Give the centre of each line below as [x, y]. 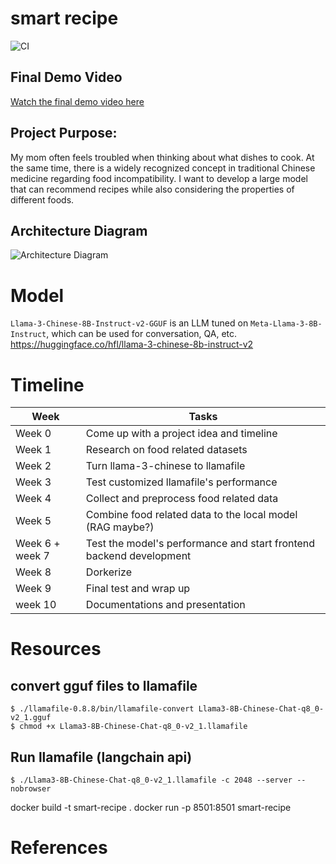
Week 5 [33, 521]
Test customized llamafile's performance [181, 482]
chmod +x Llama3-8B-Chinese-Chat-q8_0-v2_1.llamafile [133, 727]
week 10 [36, 605]
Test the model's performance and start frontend [200, 544]
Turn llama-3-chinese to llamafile [165, 466]
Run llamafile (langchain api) [101, 757]
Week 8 [33, 572]
